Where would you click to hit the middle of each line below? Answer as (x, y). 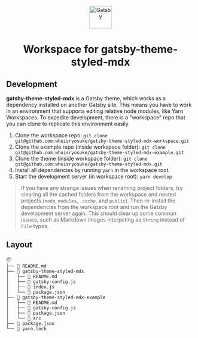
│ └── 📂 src (24, 318)
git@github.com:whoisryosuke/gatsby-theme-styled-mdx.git (89, 164)
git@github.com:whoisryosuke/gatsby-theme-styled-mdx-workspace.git (102, 141)
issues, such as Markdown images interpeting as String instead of (103, 220)
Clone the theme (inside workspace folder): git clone (81, 159)
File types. (35, 226)
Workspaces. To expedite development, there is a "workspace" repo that (96, 117)
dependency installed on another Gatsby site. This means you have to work (99, 105)
